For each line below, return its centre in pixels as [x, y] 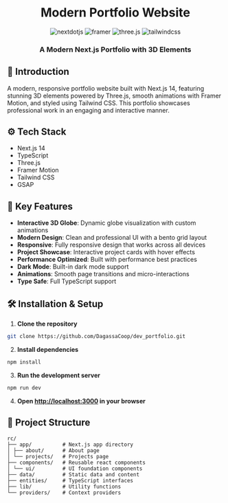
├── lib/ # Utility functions [64, 487]
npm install [24, 362]
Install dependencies [48, 349]
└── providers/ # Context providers [64, 493]
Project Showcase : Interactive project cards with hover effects [106, 252]
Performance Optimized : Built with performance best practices [107, 260]
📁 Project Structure [49, 423]
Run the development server [59, 375]
